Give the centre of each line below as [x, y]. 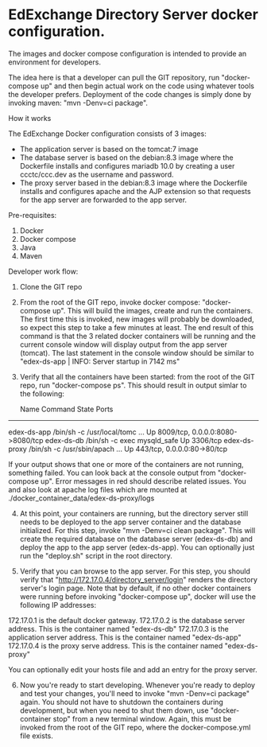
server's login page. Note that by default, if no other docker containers [135, 588]
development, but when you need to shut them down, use [114, 710]
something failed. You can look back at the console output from [112, 473]
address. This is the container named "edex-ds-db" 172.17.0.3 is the [118, 628]
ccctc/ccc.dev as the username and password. [97, 174]
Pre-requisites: [33, 215]
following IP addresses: [58, 605]
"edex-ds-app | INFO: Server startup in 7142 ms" [100, 361]
